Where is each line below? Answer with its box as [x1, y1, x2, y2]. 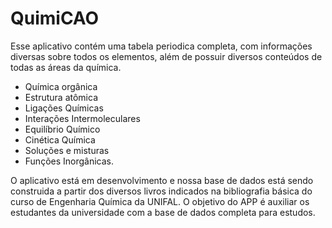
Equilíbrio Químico [24, 123, 101, 135]
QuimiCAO [10, 7, 100, 30]
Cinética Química [24, 133, 96, 146]
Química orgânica [24, 80, 98, 92]
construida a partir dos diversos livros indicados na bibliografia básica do [10, 185, 313, 197]
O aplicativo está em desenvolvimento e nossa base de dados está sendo [10, 174, 314, 186]
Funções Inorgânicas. [24, 155, 115, 167]
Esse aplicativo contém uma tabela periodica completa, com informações [10, 40, 313, 52]
